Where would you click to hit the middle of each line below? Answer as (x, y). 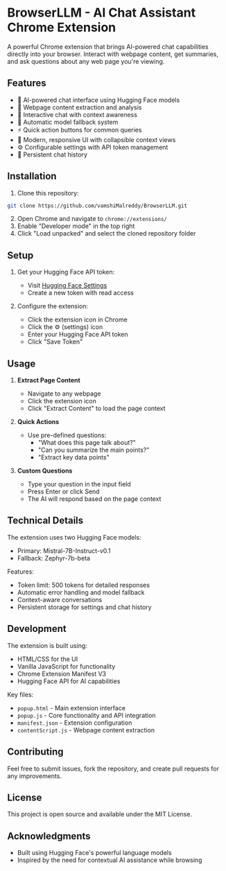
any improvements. (35, 776)
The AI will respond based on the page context (94, 499)
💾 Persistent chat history (52, 155)
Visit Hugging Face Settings (67, 285)
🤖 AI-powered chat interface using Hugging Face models (98, 100)
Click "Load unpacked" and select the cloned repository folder (106, 234)
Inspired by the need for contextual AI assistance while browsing (110, 860)
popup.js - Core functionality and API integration (86, 715)
